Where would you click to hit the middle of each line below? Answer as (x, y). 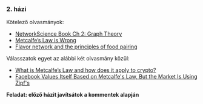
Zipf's (22, 83)
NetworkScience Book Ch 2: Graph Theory (68, 34)
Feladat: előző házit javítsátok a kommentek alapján (73, 95)
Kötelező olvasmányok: (35, 22)
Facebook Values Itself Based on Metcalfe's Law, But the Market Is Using (106, 77)
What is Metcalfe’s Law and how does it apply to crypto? (85, 70)
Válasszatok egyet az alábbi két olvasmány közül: (68, 59)
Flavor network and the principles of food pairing (76, 47)
